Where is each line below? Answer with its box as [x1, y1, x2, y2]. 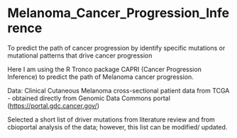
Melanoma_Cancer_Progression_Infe [7, 5, 229, 21]
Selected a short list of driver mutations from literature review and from [7, 115, 215, 124]
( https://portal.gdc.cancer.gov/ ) [7, 101, 100, 110]
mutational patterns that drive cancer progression [7, 51, 153, 60]
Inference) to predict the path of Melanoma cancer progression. [7, 73, 194, 81]
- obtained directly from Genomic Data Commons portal [7, 94, 170, 102]
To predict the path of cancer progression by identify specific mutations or [7, 43, 226, 52]
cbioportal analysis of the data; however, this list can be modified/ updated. [7, 122, 228, 131]
